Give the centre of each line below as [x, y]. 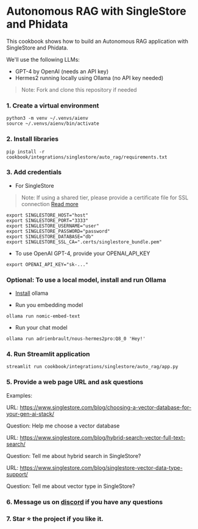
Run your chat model [41, 328]
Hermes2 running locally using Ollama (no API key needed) [89, 78]
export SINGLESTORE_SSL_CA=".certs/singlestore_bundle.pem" [84, 242]
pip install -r [26, 152]
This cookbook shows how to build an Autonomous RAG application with [97, 41]
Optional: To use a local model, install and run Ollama [86, 279]
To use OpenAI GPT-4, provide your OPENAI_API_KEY [83, 253]
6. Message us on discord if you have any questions [85, 501]
